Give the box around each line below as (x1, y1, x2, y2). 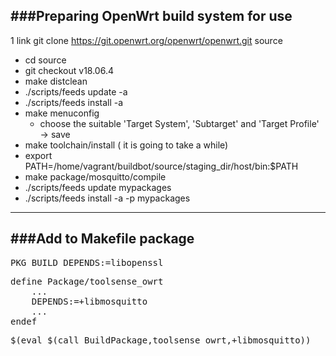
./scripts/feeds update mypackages (24, 181, 172, 193)
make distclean (24, 75, 88, 87)
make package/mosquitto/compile (24, 170, 167, 183)
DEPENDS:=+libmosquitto (31, 295, 148, 307)
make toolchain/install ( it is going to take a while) (24, 139, 229, 151)
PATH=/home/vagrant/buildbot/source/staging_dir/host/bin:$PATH (24, 160, 299, 172)
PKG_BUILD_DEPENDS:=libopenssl (10, 257, 164, 268)
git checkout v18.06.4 (24, 64, 114, 76)
